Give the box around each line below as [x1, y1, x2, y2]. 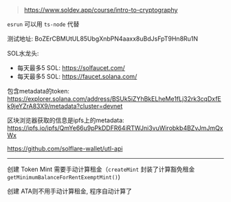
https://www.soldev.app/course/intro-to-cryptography [23, 6, 178, 14]
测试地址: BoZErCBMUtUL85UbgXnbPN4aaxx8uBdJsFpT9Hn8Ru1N [7, 34, 198, 43]
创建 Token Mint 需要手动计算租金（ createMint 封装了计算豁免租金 [7, 165, 195, 173]
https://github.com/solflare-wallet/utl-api [7, 144, 123, 153]
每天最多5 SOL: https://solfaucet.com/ [16, 64, 125, 71]
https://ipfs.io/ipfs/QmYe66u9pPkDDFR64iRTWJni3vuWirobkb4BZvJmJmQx [7, 124, 223, 132]
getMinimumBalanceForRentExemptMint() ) [7, 173, 120, 181]
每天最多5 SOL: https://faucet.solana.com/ [16, 72, 137, 80]
